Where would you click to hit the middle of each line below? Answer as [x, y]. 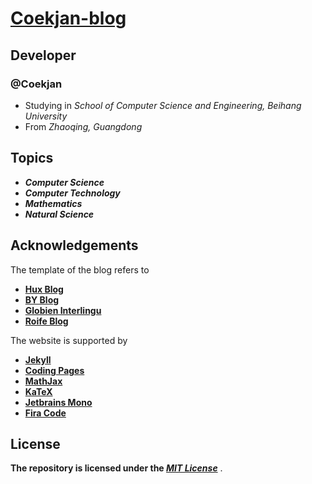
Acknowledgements [74, 245]
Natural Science [59, 214]
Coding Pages [54, 370]
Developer [43, 55]
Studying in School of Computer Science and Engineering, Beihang [163, 105]
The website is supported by [69, 340]
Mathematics [53, 203]
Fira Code [45, 413]
